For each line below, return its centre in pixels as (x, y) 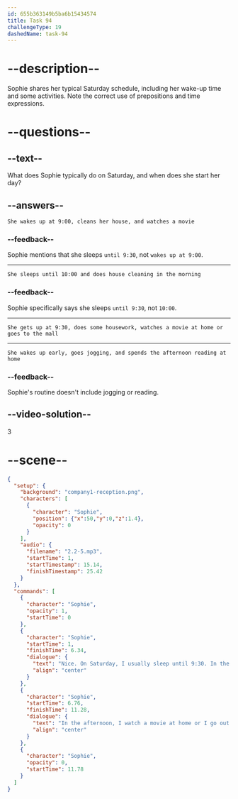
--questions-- (49, 132)
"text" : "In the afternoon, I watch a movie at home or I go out (131, 723)
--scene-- (38, 460)
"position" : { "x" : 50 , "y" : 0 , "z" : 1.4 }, (89, 519)
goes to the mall (33, 334)
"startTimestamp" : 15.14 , (64, 565)
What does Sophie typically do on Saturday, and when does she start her (114, 175)
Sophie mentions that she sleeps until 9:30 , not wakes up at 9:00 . (105, 255)
